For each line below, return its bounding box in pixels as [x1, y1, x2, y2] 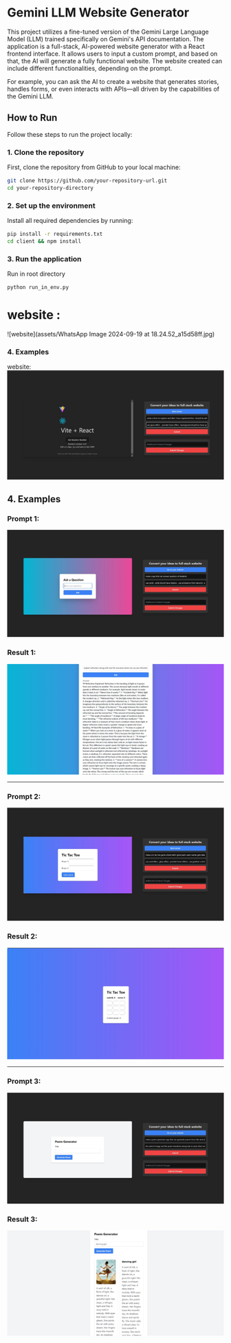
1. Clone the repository [7, 147, 85, 157]
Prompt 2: [7, 791, 41, 801]
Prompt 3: [7, 1077, 41, 1086]
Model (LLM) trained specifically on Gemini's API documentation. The [7, 34, 204, 43]
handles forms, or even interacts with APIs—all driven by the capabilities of [7, 85, 220, 93]
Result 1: [7, 648, 36, 658]
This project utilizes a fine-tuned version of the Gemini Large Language [7, 28, 209, 36]
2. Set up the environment [7, 201, 96, 211]
